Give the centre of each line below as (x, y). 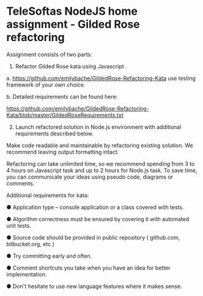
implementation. (27, 274)
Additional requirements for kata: (48, 195)
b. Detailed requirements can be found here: (62, 96)
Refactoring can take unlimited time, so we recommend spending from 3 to (101, 163)
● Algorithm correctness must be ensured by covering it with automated (98, 219)
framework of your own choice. (46, 85)
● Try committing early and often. (49, 255)
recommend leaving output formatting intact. (63, 152)
